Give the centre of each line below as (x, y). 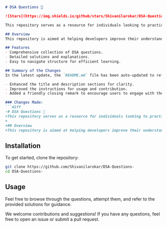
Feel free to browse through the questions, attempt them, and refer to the (80, 199)
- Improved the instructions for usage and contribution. (66, 89)
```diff (13, 107)
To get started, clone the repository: (42, 158)
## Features (17, 48)
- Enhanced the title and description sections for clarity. (70, 84)
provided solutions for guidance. (39, 204)
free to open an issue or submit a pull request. (52, 219)
